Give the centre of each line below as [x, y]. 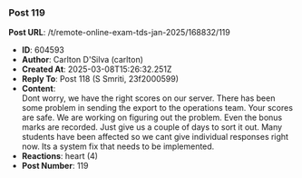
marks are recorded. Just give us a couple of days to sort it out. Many [152, 127]
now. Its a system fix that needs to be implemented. [118, 146]
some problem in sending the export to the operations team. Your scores [157, 108]
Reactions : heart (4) [60, 156]
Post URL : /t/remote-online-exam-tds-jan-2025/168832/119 [119, 33]
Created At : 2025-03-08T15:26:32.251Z [97, 69]
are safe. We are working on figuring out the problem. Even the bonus [152, 118]
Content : [39, 89]
